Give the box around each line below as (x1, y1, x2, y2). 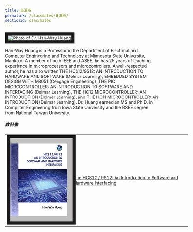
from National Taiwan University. (5, 110, 71, 116)
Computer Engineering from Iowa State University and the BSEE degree (5, 105, 149, 111)
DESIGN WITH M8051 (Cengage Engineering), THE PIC (5, 78, 116, 85)
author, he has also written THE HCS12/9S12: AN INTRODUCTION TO (5, 68, 144, 74)
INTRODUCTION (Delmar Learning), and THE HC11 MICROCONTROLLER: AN (5, 94, 159, 100)
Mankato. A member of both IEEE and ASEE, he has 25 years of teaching (5, 58, 151, 64)
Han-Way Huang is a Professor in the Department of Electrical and (5, 48, 138, 54)
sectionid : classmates (5, 18, 51, 23)
